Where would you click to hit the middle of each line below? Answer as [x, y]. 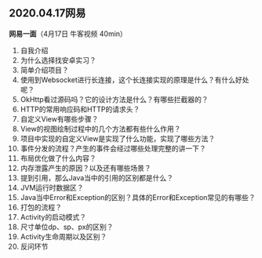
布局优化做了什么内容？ [58, 158]
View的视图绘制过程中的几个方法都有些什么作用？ [100, 129]
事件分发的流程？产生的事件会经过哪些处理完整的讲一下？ [113, 148]
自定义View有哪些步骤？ [59, 118]
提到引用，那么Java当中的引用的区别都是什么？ [97, 177]
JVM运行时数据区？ [52, 187]
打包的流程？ [41, 207]
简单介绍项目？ [44, 70]
